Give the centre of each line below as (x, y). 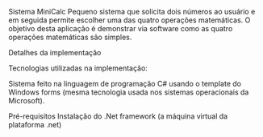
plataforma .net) (35, 125)
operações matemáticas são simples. (70, 37)
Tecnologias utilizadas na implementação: (78, 68)
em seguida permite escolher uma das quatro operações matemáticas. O (129, 20)
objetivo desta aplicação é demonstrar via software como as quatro (121, 28)
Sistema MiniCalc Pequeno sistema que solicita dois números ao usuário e (132, 12)
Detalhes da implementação (55, 52)
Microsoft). (27, 101)
